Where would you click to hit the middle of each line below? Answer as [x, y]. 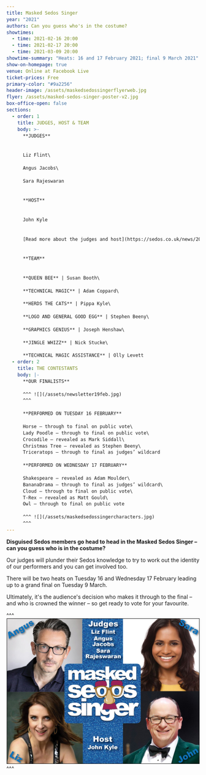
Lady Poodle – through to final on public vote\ [86, 433]
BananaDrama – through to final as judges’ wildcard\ [93, 485]
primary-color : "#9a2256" [39, 84]
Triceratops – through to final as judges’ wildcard [91, 452]
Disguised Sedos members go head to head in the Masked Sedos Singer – [102, 542]
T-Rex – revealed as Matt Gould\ [65, 497]
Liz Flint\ [36, 155]
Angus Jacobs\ [41, 168]
